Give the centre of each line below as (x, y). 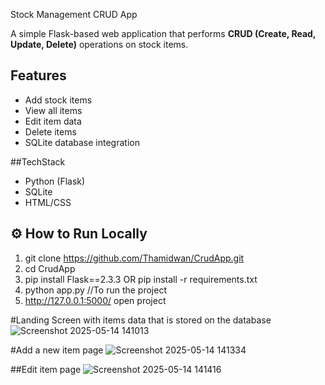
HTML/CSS (48, 202)
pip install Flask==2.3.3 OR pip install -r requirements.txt (141, 279)
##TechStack (38, 161)
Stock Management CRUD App (74, 14)
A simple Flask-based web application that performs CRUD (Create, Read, (163, 33)
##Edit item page (46, 369)
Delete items (50, 131)
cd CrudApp (50, 268)
